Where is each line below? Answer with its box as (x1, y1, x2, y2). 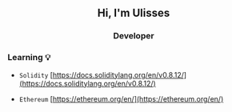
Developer (113, 30, 154, 42)
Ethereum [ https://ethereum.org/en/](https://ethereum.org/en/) (18, 94, 224, 103)
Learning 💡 (7, 52, 51, 63)
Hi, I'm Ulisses (97, 6, 170, 20)
